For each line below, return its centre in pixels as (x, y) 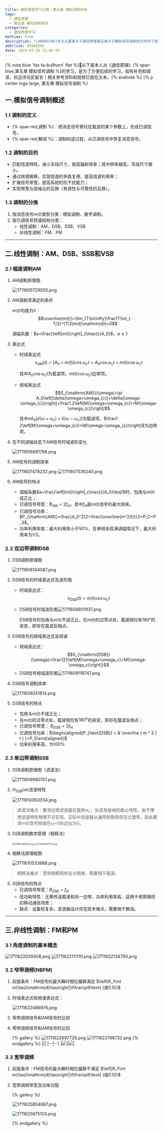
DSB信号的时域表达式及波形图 (42, 580)
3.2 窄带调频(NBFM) (29, 970)
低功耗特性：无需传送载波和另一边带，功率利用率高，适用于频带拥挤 (87, 896)
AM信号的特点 (26, 482)
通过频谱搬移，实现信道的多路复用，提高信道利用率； (65, 177)
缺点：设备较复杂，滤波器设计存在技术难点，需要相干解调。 (79, 909)
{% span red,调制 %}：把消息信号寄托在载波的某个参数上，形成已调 (80, 127)
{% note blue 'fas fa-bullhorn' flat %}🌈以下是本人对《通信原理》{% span (77, 65)
